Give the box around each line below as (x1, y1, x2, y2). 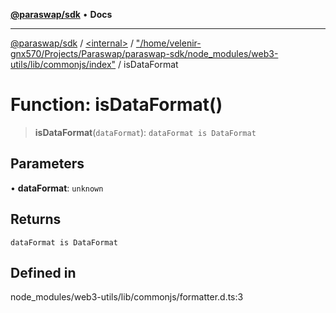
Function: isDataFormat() (10, 94, 223, 116)
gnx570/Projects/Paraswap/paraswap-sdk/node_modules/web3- (10, 48, 279, 59)
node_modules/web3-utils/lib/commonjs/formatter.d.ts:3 (10, 291, 244, 303)
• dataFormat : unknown (10, 182, 104, 194)
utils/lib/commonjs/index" (10, 59, 117, 70)
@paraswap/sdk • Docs (10, 9, 113, 20)
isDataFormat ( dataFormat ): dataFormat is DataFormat (34, 126, 257, 138)
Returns (10, 211, 62, 228)
